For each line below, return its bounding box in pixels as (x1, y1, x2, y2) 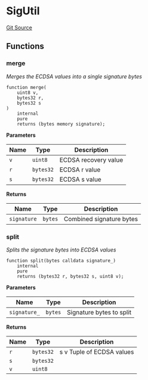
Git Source (6, 24, 33, 31)
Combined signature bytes (63, 214, 138, 223)
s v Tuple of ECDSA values (59, 348, 134, 356)
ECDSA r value (59, 166, 101, 174)
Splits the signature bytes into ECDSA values (6, 246, 116, 253)
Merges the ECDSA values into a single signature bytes (6, 73, 142, 80)
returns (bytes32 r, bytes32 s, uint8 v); (17, 273, 124, 279)
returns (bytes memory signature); (17, 121, 106, 127)
